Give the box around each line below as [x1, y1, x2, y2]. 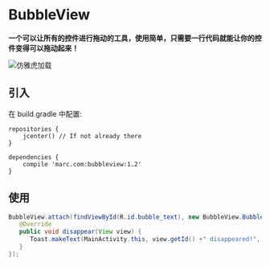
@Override [18, 220, 52, 228]
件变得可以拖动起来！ [8, 43, 79, 53]
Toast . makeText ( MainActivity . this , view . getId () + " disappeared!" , [29, 235, 261, 243]
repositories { [8, 125, 59, 133]
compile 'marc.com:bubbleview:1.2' [22, 160, 142, 168]
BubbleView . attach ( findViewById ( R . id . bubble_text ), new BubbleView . [8, 213, 243, 221]
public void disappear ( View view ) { [18, 227, 142, 236]
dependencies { [8, 153, 59, 162]
